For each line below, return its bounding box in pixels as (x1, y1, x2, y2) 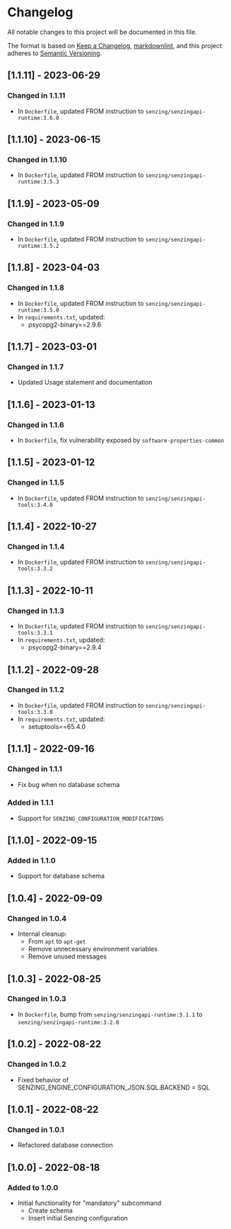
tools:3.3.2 (17, 565, 53, 572)
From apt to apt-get (28, 937, 86, 946)
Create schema (28, 1206, 73, 1215)
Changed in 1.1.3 (7, 606, 65, 616)
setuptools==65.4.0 (28, 722, 86, 730)
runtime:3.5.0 (17, 306, 59, 314)
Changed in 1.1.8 (7, 283, 65, 293)
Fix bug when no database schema (17, 780, 120, 788)
